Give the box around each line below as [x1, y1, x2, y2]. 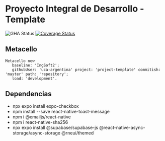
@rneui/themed [61, 129, 94, 136]
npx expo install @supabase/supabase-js [12, 124, 99, 130]
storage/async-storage [12, 129, 60, 136]
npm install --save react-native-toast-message [12, 108, 110, 114]
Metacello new [5, 58, 35, 63]
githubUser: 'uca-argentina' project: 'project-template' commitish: [12, 67, 161, 72]
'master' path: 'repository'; [5, 72, 69, 77]
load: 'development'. [12, 76, 57, 81]
